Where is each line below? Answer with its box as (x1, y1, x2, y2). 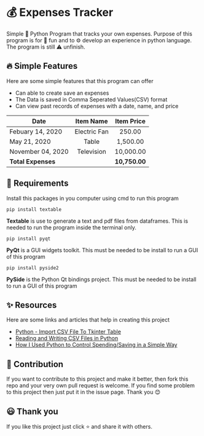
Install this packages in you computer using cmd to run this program (6, 194, 179, 202)
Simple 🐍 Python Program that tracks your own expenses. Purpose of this (6, 30, 192, 38)
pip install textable (6, 206, 62, 213)
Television (76, 147, 106, 156)
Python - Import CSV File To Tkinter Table (15, 328, 122, 336)
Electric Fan (74, 127, 109, 136)
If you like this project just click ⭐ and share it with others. (6, 423, 152, 430)
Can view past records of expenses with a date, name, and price (15, 102, 179, 109)
